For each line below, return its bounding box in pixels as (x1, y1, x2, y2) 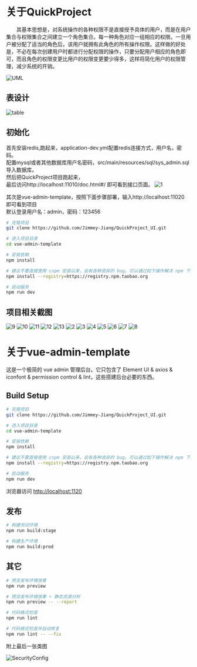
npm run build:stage (6, 528, 57, 534)
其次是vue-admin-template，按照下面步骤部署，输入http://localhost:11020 (6, 193, 185, 200)
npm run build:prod (6, 544, 54, 550)
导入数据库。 (6, 166, 37, 173)
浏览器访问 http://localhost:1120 (6, 487, 82, 494)
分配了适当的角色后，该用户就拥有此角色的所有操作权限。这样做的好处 (16, 41, 186, 48)
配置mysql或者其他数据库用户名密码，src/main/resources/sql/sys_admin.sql (6, 159, 189, 166)
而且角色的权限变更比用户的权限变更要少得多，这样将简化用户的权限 (16, 55, 181, 62)
